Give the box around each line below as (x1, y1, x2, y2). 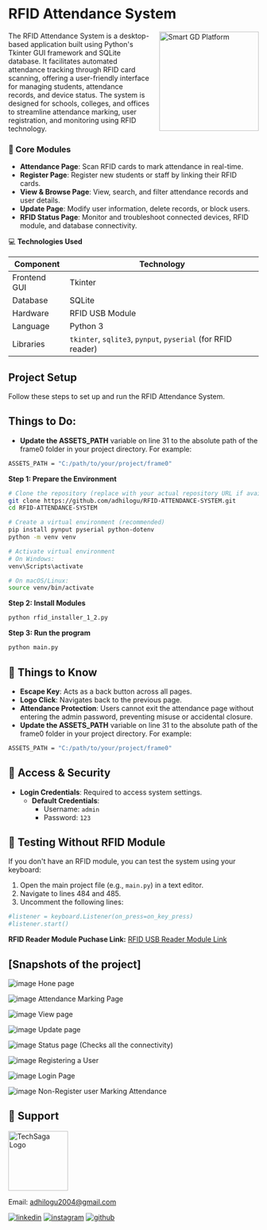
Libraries (12, 338, 45, 350)
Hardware (12, 307, 49, 319)
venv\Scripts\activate (8, 562, 83, 571)
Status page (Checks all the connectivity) (38, 1040, 173, 1050)
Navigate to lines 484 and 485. (19, 889, 122, 899)
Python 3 (69, 321, 104, 332)
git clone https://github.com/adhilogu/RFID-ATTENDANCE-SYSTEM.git (8, 497, 237, 505)
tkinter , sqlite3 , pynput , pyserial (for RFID (69, 334, 232, 345)
